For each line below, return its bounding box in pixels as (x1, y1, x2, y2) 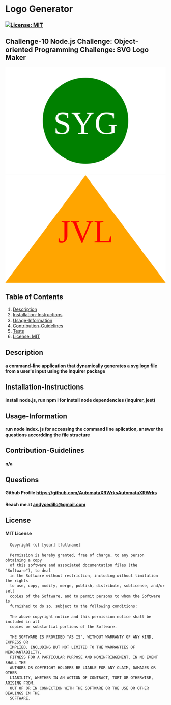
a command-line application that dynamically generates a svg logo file (5, 362, 158, 369)
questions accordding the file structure (5, 431, 90, 438)
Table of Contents (5, 292, 64, 302)
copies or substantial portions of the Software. (10, 624, 117, 629)
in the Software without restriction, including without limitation (10, 573, 158, 578)
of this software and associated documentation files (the (10, 563, 138, 568)
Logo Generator (5, 3, 73, 15)
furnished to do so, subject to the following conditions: (10, 604, 138, 609)
